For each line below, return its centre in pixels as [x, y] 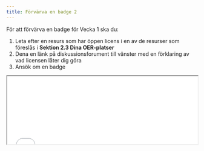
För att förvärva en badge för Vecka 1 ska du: [63, 29]
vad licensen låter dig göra [48, 60]
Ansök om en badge [40, 67]
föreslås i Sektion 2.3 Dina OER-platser [64, 47]
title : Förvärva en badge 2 [42, 12]
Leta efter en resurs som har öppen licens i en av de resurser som [97, 41]
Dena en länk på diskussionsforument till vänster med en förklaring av [102, 54]
